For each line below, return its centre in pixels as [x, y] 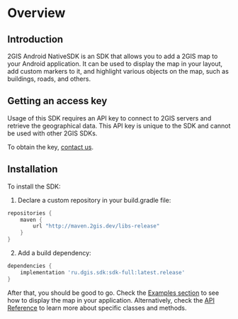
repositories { [30, 213]
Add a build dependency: [54, 253]
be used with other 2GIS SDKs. [52, 133]
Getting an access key [57, 101]
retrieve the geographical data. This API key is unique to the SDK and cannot [119, 125]
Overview [36, 13]
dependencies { [30, 266]
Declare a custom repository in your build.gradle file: [94, 200]
